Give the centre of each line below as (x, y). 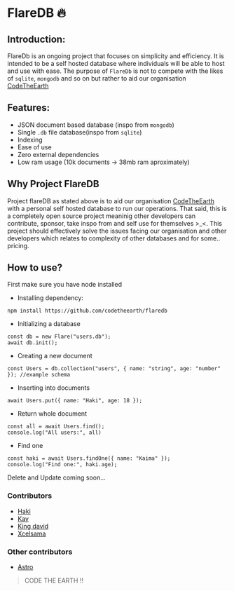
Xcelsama (32, 534)
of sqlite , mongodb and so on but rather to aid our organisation (97, 78)
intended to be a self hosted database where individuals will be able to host (116, 63)
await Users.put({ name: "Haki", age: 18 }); (75, 401)
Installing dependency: (50, 298)
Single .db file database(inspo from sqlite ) (80, 132)
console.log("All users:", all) (54, 433)
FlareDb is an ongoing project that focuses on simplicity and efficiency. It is (116, 56)
